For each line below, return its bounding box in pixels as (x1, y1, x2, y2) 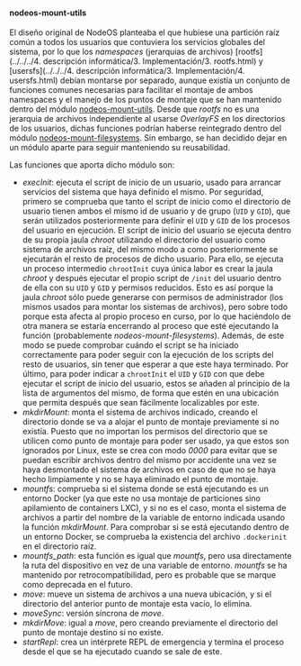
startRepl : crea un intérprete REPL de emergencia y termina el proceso (22, 636, 285, 648)
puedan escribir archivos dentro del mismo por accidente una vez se (22, 455, 277, 466)
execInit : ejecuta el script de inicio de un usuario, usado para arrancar (22, 177, 281, 188)
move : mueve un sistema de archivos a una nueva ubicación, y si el (22, 588, 272, 599)
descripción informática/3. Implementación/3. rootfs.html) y (42, 56, 263, 67)
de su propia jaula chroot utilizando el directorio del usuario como (22, 234, 266, 245)
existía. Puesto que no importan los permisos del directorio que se (22, 426, 268, 437)
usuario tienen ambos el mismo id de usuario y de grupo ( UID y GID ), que (22, 205, 291, 216)
